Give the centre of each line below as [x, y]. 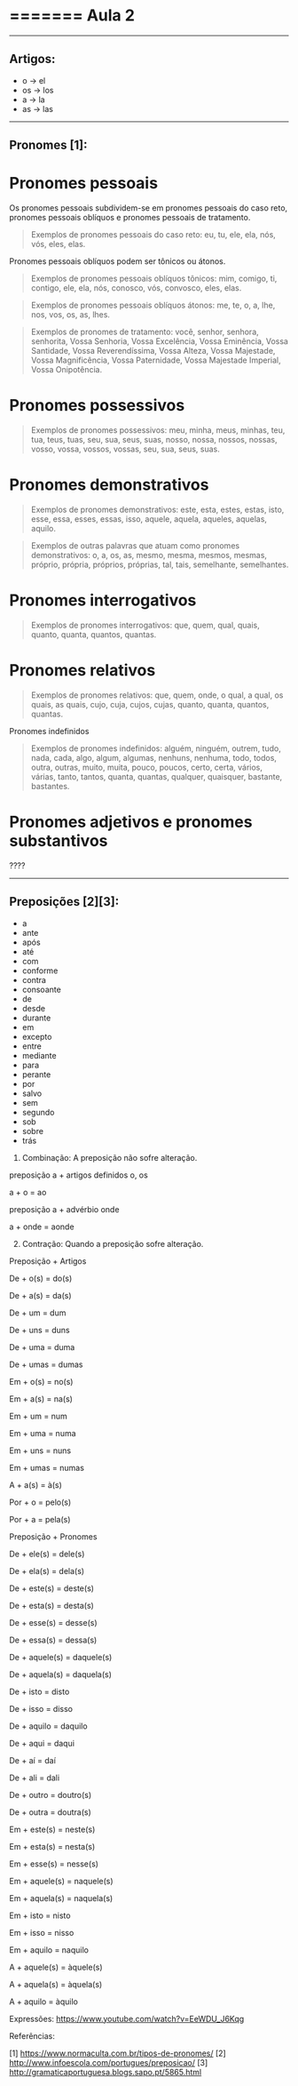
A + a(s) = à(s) [35, 1484]
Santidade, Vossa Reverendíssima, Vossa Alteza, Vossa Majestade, [153, 351]
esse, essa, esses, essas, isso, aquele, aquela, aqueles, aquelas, [149, 519]
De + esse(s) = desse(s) [53, 1622]
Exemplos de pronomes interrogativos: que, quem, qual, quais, [145, 625]
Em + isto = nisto [40, 1915]
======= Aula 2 [72, 16]
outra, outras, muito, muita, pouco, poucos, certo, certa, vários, [147, 767]
